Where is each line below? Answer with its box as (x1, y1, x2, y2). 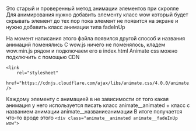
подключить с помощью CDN (6, 54, 80, 60)
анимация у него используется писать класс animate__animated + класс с (6, 102, 190, 109)
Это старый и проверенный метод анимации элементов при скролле (6, 5, 179, 12)
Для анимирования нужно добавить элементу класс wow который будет (6, 11, 188, 18)
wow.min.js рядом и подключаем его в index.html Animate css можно (6, 47, 178, 54)
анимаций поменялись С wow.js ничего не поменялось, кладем (6, 41, 166, 48)
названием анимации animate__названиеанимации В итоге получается (6, 108, 183, 115)
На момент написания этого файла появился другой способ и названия (6, 35, 185, 42)
